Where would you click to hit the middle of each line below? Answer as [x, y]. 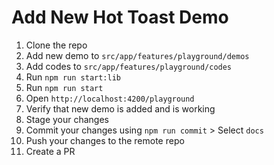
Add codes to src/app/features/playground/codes [129, 66]
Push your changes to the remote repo [105, 140]
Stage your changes [67, 119]
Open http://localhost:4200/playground [110, 98]
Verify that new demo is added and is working [120, 108]
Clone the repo [56, 45]
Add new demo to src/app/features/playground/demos [137, 55]
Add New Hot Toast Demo [120, 17]
